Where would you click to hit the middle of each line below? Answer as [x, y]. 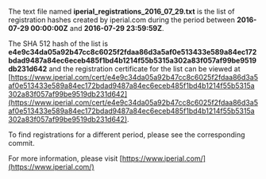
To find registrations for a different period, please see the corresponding [127, 135]
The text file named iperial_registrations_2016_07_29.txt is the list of [121, 11]
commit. [21, 143]
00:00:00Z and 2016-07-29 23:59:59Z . [97, 28]
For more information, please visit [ [66, 158]
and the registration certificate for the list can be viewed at [145, 69]
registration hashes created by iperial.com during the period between [122, 20]
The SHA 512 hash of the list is [58, 44]
